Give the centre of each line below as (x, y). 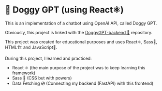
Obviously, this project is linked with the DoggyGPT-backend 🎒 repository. (79, 32)
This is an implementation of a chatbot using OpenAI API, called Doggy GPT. (81, 23)
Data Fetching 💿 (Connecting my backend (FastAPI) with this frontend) (83, 83)
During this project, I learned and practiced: (48, 58)
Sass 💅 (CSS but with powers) (42, 78)
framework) (24, 73)
